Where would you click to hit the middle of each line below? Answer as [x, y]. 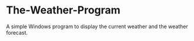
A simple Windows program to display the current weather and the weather [97, 26]
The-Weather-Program [63, 10]
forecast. [17, 32]
